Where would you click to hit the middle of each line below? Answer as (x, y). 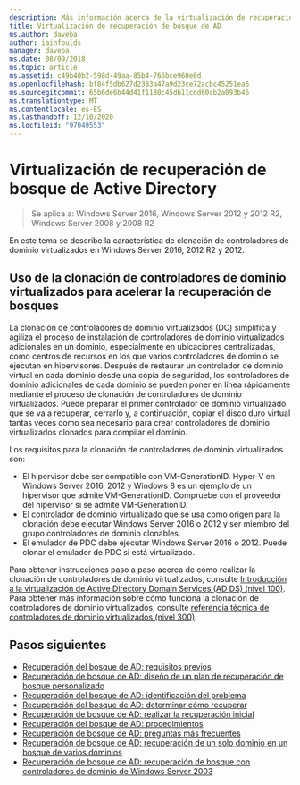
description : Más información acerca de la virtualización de (127, 17)
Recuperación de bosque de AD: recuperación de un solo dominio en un (155, 742)
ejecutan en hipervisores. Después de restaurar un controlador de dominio (146, 365)
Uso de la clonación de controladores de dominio (148, 278)
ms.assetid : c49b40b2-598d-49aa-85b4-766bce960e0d (105, 76)
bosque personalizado (63, 686)
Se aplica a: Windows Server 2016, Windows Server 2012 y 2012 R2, (157, 213)
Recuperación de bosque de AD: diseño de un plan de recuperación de (153, 676)
